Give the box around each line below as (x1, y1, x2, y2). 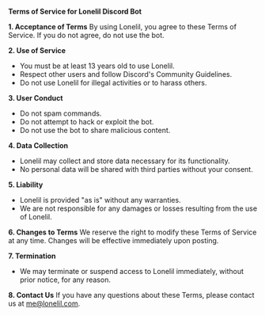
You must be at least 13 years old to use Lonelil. (19, 61, 176, 70)
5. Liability (8, 180, 44, 189)
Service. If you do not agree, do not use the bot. (8, 31, 165, 40)
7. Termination (8, 251, 56, 261)
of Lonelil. (19, 212, 53, 221)
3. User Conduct (8, 93, 63, 102)
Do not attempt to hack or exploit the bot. (19, 117, 154, 126)
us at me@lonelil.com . (8, 299, 81, 308)
